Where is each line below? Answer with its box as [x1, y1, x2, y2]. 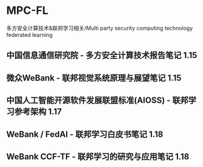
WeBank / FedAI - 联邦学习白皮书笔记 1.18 [6, 129, 163, 139]
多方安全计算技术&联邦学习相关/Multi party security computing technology [6, 24, 193, 31]
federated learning [6, 31, 53, 38]
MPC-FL [6, 4, 49, 18]
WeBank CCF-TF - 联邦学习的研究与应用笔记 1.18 [6, 151, 190, 162]
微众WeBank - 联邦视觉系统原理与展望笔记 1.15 [6, 73, 182, 83]
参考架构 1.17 [14, 106, 62, 117]
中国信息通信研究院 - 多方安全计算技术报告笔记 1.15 [6, 50, 198, 61]
